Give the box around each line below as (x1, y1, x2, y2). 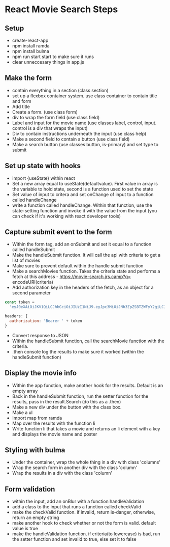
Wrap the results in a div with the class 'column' (12, 470, 113, 476)
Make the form (5, 74, 52, 83)
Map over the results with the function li (12, 420, 95, 426)
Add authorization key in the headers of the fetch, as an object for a (12, 284, 154, 291)
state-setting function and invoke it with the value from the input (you (12, 207, 157, 213)
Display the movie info (5, 369, 77, 377)
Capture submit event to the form (5, 228, 112, 236)
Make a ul (12, 409, 33, 416)
